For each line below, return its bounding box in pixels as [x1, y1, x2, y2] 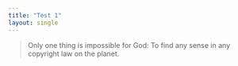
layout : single [8, 19, 59, 27]
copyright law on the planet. [27, 49, 120, 58]
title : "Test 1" [8, 11, 62, 20]
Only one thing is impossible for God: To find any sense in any [27, 40, 231, 49]
